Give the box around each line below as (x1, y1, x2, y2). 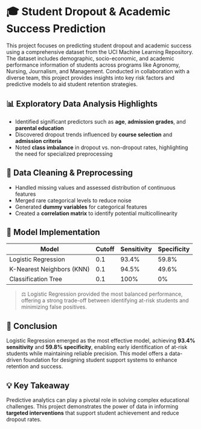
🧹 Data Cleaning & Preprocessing (6, 168, 133, 178)
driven (6, 356, 22, 364)
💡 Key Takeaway (6, 380, 70, 391)
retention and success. (6, 363, 63, 370)
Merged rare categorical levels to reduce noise (14, 196, 132, 204)
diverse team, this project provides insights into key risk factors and (6, 74, 175, 81)
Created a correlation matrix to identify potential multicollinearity (14, 210, 178, 217)
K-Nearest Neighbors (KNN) (9, 265, 91, 273)
